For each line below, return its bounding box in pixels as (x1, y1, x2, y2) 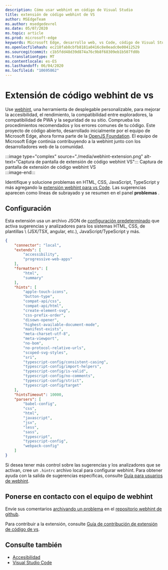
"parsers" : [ (14, 397, 41, 402)
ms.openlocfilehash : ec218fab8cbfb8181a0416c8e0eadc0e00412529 (5, 45, 140, 50)
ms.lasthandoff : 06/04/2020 (5, 63, 64, 68)
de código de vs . (5, 526, 40, 532)
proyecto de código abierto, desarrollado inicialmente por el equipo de (5, 128, 150, 134)
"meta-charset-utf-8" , (23, 331, 70, 336)
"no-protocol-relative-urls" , (23, 345, 86, 351)
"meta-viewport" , (23, 336, 59, 341)
